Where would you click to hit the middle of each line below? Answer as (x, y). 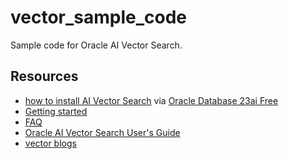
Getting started (56, 111)
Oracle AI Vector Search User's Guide (102, 132)
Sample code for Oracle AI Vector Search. (96, 45)
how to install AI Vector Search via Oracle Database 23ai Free (151, 100)
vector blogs (50, 143)
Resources (44, 76)
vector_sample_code (99, 17)
